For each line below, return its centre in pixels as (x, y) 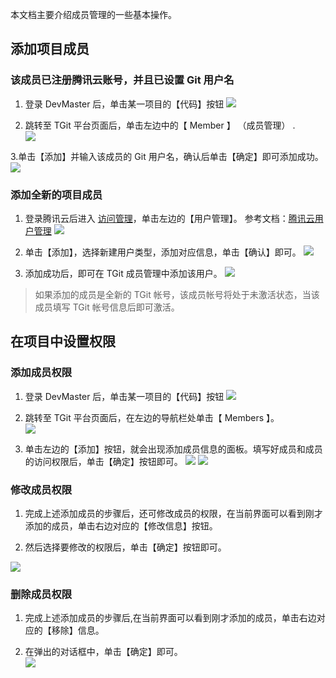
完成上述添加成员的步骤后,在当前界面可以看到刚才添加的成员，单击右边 (170, 618)
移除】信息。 (78, 630)
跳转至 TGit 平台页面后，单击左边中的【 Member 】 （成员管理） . (160, 125)
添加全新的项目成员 (56, 195)
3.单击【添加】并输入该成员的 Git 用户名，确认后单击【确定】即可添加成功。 (167, 156)
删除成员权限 (41, 594)
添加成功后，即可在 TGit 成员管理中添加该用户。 (123, 273)
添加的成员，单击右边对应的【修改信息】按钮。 (121, 525)
